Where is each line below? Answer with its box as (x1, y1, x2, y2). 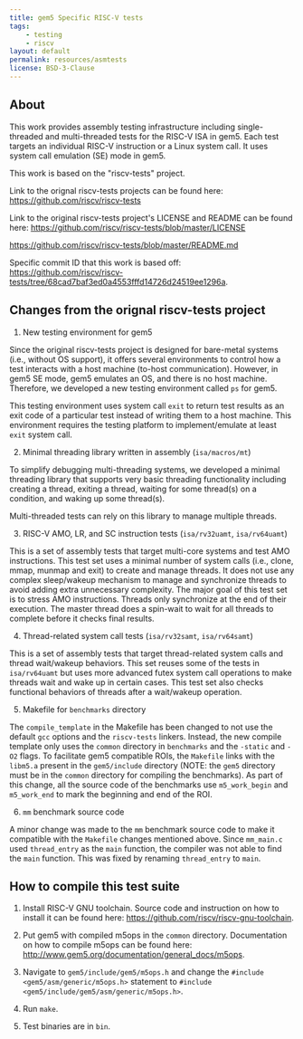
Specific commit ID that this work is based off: (9, 257, 182, 268)
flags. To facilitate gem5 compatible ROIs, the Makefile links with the (19, 750, 276, 761)
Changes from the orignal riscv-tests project (9, 302, 266, 318)
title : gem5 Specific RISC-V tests (9, 13, 144, 23)
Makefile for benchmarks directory (22, 703, 147, 715)
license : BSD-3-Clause (9, 64, 95, 73)
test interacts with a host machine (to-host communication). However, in (9, 363, 279, 374)
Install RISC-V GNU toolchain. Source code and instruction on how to (22, 902, 279, 914)
